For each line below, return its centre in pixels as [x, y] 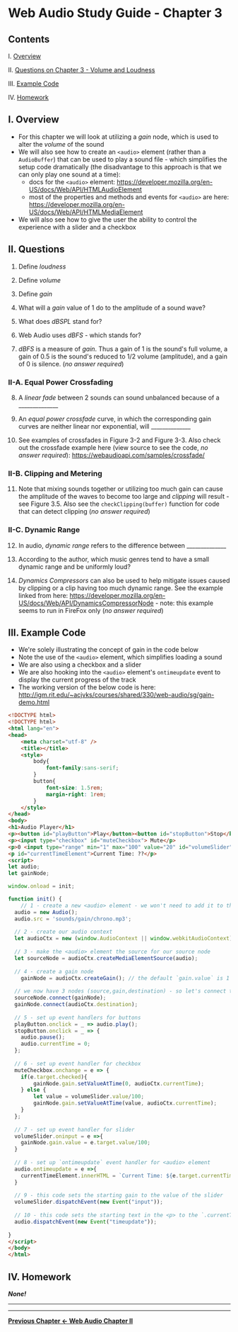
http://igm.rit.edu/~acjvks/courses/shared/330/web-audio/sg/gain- [116, 695]
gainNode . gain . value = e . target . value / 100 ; [86, 1143]
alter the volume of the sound [61, 144]
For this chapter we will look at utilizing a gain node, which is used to [118, 137]
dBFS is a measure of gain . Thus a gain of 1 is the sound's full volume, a [123, 349]
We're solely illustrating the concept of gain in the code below [108, 650]
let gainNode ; [29, 874]
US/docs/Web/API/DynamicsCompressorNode [86, 603]
